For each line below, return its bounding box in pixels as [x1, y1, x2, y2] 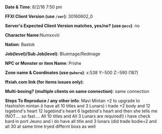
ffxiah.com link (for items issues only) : [5, 79, 84, 85]
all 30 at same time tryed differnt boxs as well [5, 123, 96, 129]
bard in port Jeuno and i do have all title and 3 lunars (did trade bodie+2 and [5, 119, 157, 124]
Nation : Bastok [5, 42, 35, 47]
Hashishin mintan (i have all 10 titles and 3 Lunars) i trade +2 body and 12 [5, 103, 151, 108]
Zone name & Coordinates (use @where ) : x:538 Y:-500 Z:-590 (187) [5, 70, 139, 75]
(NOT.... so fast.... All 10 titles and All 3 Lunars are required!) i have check [5, 113, 151, 119]
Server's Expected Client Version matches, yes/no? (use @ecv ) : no [5, 23, 140, 29]
